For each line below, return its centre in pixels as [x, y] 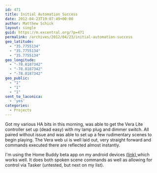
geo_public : [17, 78]
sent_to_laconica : [24, 96]
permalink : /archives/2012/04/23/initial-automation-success [69, 37]
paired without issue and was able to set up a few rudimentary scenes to [78, 134]
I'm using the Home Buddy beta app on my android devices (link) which [77, 154]
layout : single [21, 28]
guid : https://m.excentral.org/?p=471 [45, 32]
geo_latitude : [20, 42]
